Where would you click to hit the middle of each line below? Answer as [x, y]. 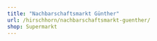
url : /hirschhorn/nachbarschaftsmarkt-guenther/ [79, 20]
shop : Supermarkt [32, 26]
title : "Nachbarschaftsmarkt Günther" [63, 14]
